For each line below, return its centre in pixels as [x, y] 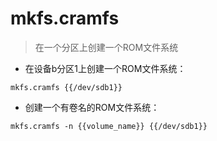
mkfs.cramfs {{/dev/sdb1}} [66, 87]
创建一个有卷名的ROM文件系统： [92, 107]
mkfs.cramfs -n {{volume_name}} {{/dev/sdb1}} [109, 126]
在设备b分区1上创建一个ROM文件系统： [105, 68]
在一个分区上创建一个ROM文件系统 [106, 47]
